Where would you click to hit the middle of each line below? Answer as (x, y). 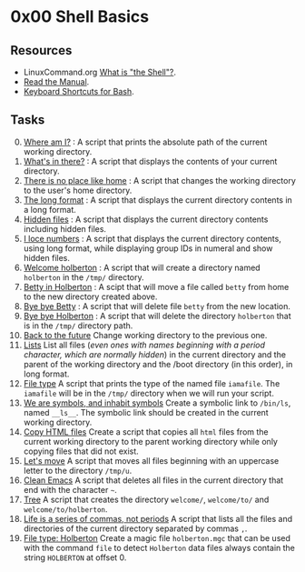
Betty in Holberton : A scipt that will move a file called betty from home (156, 286)
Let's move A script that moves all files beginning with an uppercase (151, 460)
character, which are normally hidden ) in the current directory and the (155, 354)
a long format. (49, 209)
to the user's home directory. (78, 190)
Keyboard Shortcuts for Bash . (79, 91)
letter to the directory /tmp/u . (78, 470)
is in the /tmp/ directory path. (78, 326)
